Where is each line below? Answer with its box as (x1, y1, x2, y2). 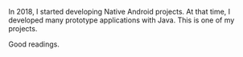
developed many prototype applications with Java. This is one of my (8, 15, 235, 25)
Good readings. (8, 39, 60, 49)
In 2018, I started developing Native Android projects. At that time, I (8, 7, 231, 16)
